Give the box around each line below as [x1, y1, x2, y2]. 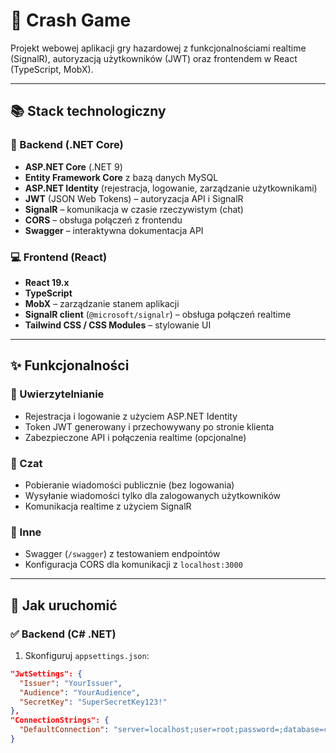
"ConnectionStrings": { [10, 715, 110, 726]
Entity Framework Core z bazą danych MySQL [24, 171, 219, 183]
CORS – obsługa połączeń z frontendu [24, 214, 183, 226]
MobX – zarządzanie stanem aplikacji [24, 297, 180, 309]
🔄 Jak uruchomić [10, 597, 118, 614]
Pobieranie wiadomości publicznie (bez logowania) [24, 479, 235, 491]
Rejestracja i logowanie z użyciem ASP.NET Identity [24, 410, 238, 422]
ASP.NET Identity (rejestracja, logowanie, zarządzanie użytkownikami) [24, 182, 318, 194]
